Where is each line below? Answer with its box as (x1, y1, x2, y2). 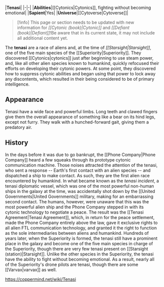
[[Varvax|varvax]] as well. (5, 266, 57, 273)
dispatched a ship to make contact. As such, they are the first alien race (5, 172, 150, 178)
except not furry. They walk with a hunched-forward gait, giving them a (5, 119, 149, 125)
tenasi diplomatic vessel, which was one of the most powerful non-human (5, 183, 154, 189)
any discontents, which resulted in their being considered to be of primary (5, 76, 155, 82)
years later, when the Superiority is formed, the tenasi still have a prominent (5, 235, 158, 241)
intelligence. (5, 81, 30, 87)
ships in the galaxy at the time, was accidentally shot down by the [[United (5, 188, 155, 194)
